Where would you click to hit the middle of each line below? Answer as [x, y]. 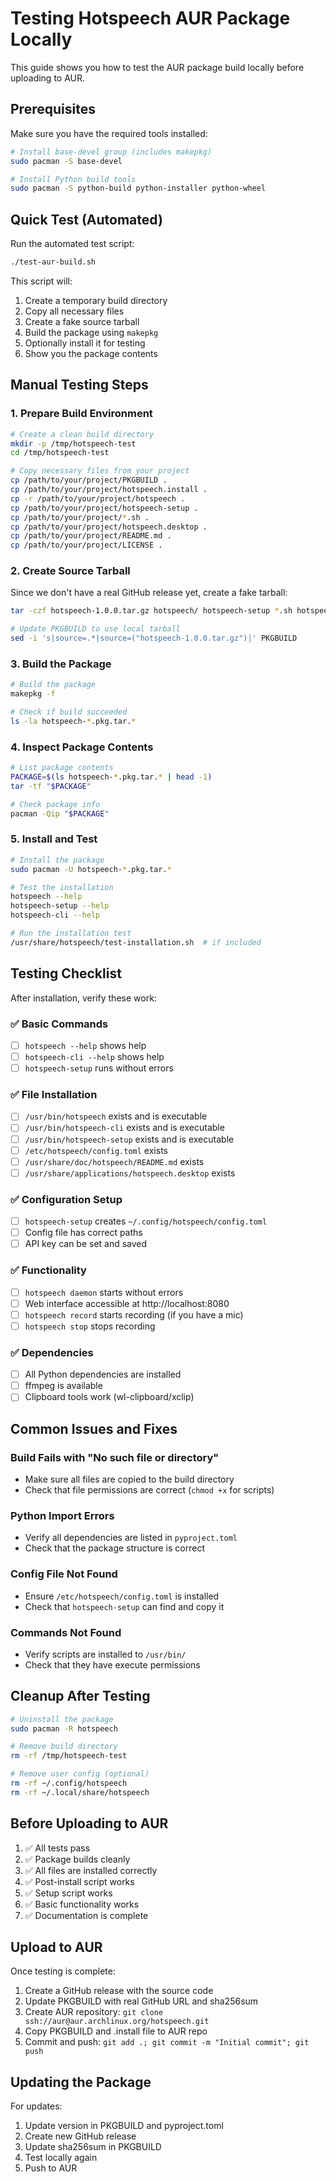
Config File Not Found [64, 1574]
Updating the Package [81, 2082]
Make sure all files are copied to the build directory [129, 1479]
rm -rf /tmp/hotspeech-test [69, 1756]
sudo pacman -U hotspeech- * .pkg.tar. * [91, 869]
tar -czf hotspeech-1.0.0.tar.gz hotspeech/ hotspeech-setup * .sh [151, 611]
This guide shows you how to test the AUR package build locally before [157, 67]
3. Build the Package [61, 664]
